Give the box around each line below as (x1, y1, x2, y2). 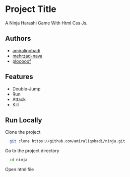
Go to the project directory (5, 148, 60, 154)
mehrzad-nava (12, 53, 43, 59)
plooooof (12, 58, 31, 64)
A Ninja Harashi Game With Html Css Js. (5, 20, 88, 26)
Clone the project (5, 129, 41, 135)
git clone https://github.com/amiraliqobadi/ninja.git (9, 139, 126, 144)
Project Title (5, 3, 57, 15)
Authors (5, 34, 31, 43)
